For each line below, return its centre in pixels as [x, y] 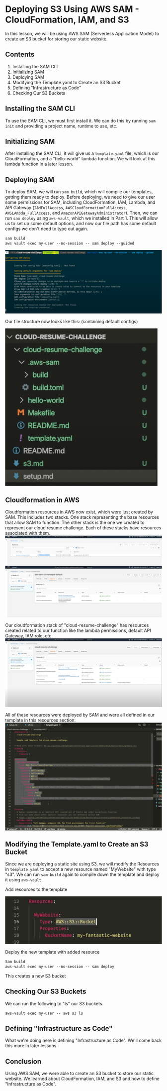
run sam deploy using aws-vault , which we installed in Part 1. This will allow [82, 218]
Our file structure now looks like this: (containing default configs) [72, 322]
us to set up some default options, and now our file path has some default [81, 224]
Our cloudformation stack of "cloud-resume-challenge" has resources [77, 625]
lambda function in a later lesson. [39, 164]
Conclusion [23, 1061]
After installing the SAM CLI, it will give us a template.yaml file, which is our [82, 153]
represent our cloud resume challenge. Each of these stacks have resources [83, 528]
